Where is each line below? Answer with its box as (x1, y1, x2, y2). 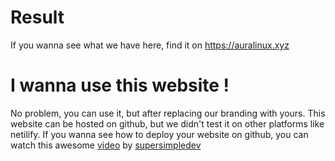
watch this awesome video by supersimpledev (10, 139, 202, 151)
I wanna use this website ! (10, 74, 230, 97)
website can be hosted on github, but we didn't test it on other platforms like (10, 117, 325, 130)
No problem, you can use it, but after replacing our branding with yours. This (10, 107, 326, 119)
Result (10, 6, 65, 29)
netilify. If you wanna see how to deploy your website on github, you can (10, 128, 309, 140)
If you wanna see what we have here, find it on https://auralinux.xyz (10, 39, 290, 51)
